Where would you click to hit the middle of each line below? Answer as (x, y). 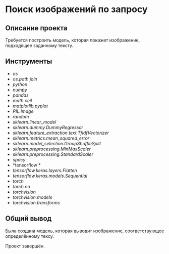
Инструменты (29, 61)
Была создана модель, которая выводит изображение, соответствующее (85, 231)
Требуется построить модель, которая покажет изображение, (73, 40)
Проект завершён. (25, 246)
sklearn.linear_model (34, 122)
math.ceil (22, 100)
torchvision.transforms (36, 202)
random (21, 116)
